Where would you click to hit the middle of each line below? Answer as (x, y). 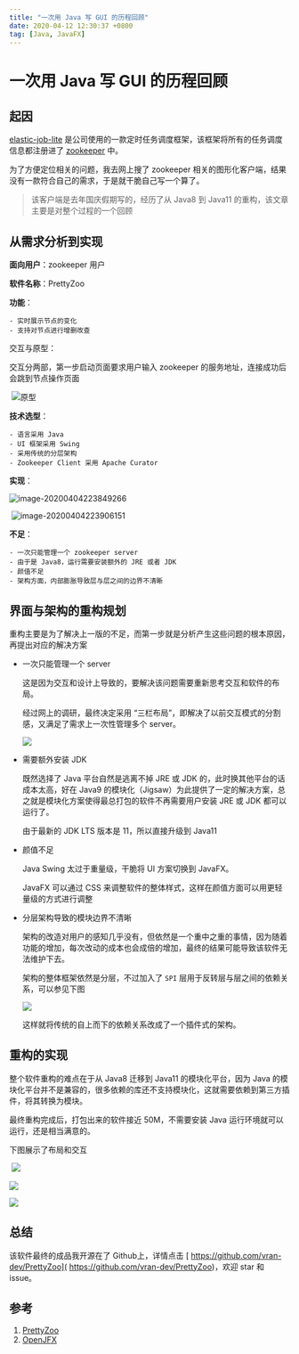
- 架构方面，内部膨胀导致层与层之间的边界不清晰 (86, 581)
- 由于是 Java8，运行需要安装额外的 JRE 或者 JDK (93, 562)
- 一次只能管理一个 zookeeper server (74, 553)
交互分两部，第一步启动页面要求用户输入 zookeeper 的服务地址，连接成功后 (148, 367)
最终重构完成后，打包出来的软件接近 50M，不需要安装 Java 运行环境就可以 (146, 1120)
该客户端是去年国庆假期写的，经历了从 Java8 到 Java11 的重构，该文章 (160, 200)
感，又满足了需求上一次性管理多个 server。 (101, 724)
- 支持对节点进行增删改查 (50, 330)
